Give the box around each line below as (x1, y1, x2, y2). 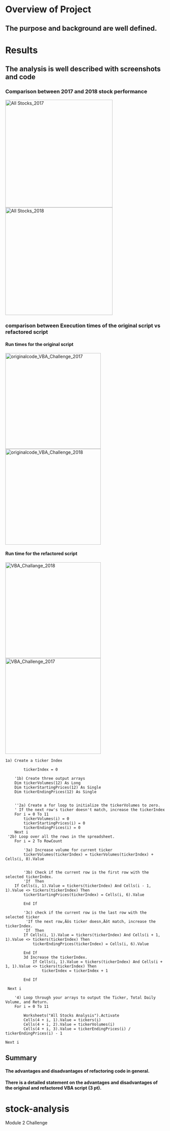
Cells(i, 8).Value (5, 856, 44, 862)
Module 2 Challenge (5, 1120, 48, 1126)
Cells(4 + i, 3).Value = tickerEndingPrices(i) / (23, 1026, 131, 1031)
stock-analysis (5, 1103, 70, 1115)
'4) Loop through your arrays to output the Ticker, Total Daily (14, 995, 156, 1000)
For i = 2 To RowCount (14, 838, 63, 844)
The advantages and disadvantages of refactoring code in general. (5, 1068, 150, 1074)
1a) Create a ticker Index (5, 758, 63, 763)
